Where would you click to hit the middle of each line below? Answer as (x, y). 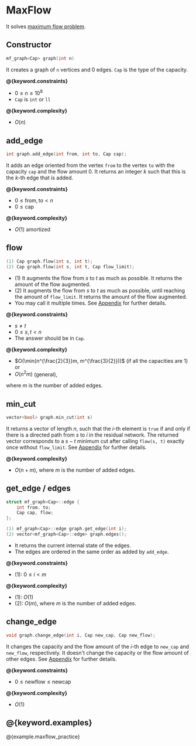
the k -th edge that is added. (40, 178)
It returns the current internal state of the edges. (73, 545)
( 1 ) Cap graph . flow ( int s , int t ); (49, 261)
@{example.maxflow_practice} (43, 737)
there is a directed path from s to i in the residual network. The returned (92, 435)
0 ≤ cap (24, 206)
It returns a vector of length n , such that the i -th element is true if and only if (98, 428)
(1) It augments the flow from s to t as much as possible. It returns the (98, 278)
